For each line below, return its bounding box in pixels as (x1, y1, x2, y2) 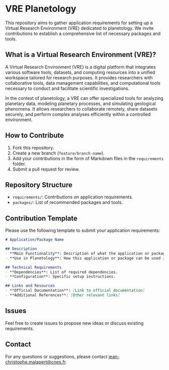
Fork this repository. (12, 144, 54, 150)
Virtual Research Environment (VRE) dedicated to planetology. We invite (5, 25, 154, 31)
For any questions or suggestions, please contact (5, 353, 108, 359)
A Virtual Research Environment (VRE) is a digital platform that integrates (5, 64, 156, 70)
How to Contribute (5, 131, 64, 140)
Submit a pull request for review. (12, 166, 80, 172)
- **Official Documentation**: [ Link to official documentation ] (5, 288, 145, 293)
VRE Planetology (5, 3, 76, 15)
